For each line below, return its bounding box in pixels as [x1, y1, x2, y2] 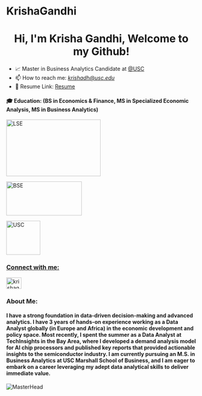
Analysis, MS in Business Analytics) [6, 106, 98, 113]
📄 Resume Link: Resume [14, 83, 75, 90]
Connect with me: [6, 263, 60, 271]
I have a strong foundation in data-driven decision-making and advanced [6, 312, 194, 319]
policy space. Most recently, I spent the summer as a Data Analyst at [6, 331, 182, 339]
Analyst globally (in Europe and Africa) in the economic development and [6, 325, 194, 332]
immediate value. [6, 370, 51, 377]
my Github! [73, 45, 130, 59]
